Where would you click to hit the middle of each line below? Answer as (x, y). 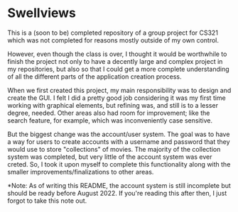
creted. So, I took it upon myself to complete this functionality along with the (119, 164)
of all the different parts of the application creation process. (94, 77)
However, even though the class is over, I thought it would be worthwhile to (117, 54)
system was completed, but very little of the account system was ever (110, 157)
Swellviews (42, 13)
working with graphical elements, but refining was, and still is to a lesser (113, 105)
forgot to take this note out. (47, 201)
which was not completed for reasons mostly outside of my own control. (113, 40)
